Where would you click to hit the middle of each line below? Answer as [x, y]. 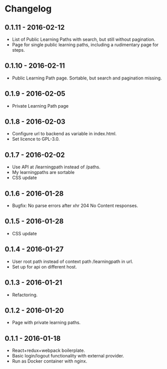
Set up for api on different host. [45, 266]
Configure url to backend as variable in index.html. [64, 134]
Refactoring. [25, 295]
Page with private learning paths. [46, 323]
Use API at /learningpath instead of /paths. [56, 167]
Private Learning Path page [40, 106]
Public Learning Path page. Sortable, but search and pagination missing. [87, 78]
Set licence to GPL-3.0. [36, 139]
